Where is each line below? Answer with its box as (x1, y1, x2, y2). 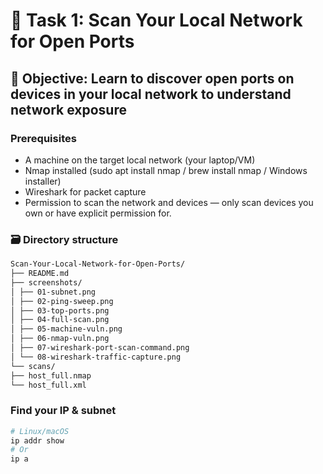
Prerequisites (10, 131, 77, 145)
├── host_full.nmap (10, 370, 92, 381)
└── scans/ (10, 361, 56, 371)
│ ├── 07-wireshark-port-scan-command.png (10, 343, 190, 353)
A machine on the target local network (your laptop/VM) (24, 154, 256, 166)
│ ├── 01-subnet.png (10, 287, 97, 297)
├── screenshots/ (10, 277, 83, 288)
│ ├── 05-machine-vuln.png (10, 324, 123, 334)
